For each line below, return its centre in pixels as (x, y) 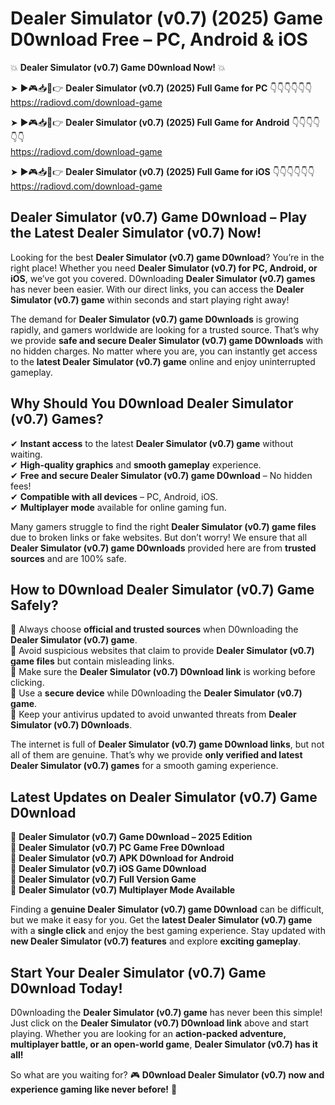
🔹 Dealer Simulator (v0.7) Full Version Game (103, 879)
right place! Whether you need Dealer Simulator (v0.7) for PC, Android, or (164, 268)
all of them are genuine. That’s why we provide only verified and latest (156, 755)
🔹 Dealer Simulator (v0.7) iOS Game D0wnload (108, 869)
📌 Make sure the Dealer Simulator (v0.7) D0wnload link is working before (163, 672)
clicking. (27, 683)
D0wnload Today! (66, 988)
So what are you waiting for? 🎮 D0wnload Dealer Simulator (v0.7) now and (167, 1075)
